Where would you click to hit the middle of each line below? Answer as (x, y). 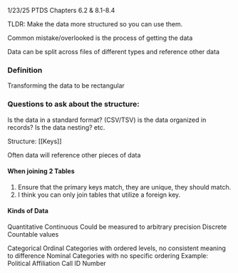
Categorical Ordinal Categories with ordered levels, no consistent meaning (117, 248)
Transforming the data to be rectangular (66, 86)
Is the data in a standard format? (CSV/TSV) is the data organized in (107, 120)
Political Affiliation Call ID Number (57, 263)
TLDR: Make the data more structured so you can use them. (95, 24)
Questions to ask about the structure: (74, 104)
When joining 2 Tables (41, 171)
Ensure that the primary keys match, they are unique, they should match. (124, 187)
